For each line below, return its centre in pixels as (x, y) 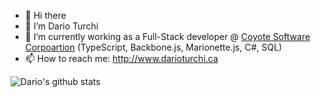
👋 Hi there (45, 15)
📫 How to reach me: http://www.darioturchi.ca (121, 58)
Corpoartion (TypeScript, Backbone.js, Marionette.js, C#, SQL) (153, 47)
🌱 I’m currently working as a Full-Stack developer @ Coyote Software (167, 36)
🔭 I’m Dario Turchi (61, 26)
